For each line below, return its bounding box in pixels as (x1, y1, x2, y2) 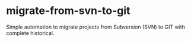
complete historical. (6, 29, 55, 36)
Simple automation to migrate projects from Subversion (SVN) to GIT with (6, 23, 186, 30)
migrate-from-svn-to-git (6, 4, 130, 17)
